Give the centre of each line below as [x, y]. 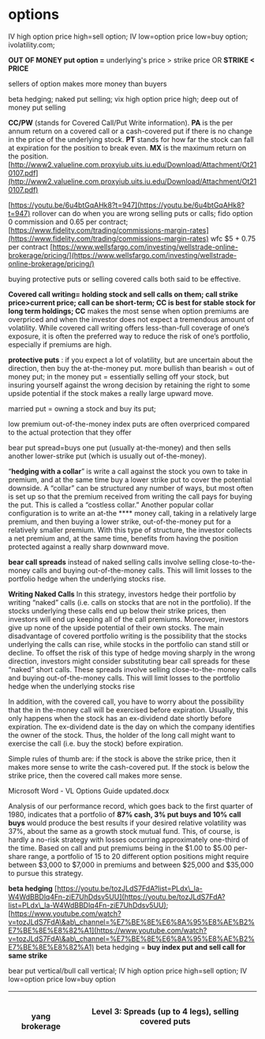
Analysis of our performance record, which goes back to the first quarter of [131, 805]
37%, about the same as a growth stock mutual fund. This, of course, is [124, 831]
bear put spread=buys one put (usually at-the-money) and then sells [119, 447]
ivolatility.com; [32, 44]
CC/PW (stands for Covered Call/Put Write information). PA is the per [121, 122]
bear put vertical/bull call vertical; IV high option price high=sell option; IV [128, 970]
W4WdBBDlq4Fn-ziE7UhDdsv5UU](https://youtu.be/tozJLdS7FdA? [117, 896]
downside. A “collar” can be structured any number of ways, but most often [131, 488]
